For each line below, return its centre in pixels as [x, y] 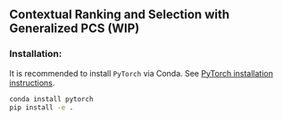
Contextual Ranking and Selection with [120, 15]
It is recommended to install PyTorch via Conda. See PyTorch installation [141, 73]
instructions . [32, 83]
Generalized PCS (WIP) [75, 29]
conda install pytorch [51, 99]
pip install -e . [42, 107]
